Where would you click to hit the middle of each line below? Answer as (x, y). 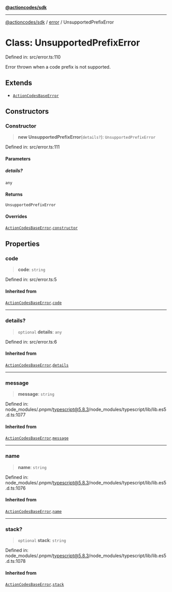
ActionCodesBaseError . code (34, 303)
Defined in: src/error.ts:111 (33, 147)
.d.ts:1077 (15, 415)
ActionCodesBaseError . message (37, 438)
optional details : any (40, 332)
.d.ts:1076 (16, 488)
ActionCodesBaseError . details (37, 365)
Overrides (16, 216)
